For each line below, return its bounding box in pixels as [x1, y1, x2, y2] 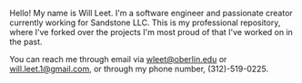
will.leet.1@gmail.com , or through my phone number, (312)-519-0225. [9, 63, 269, 74]
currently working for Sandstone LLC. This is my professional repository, [9, 17, 281, 28]
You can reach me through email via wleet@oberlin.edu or [9, 54, 227, 64]
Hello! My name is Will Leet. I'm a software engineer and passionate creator [9, 8, 293, 18]
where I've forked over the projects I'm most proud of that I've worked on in [9, 27, 294, 37]
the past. [9, 36, 43, 47]
